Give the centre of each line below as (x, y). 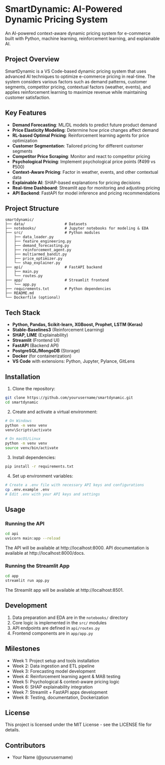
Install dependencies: (34, 457)
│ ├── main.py (22, 272)
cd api (12, 534)
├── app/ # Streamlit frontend (57, 280)
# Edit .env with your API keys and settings (52, 494)
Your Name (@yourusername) (42, 757)
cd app (12, 576)
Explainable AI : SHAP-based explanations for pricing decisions (76, 182)
